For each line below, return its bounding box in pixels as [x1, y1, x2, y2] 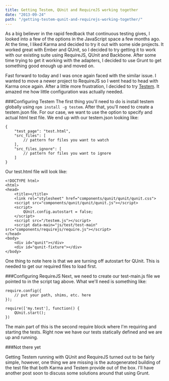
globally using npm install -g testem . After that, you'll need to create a [5, 104, 153, 110]
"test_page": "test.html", [14, 129, 71, 134]
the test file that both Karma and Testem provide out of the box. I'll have [5, 365, 154, 371]
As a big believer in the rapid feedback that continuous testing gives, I [5, 31, 150, 37]
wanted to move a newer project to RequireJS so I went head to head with [5, 78, 158, 84]
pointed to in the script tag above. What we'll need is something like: [5, 278, 147, 284]
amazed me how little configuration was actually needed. [5, 89, 124, 95]
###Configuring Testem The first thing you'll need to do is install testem [5, 99, 154, 105]
